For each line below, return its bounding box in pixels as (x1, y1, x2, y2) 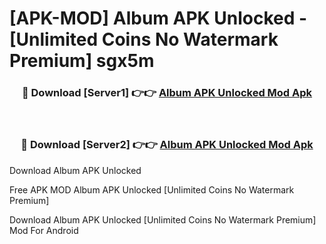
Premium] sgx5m (9, 50, 155, 72)
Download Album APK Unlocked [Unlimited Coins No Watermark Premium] (9, 213, 317, 226)
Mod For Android (9, 224, 79, 236)
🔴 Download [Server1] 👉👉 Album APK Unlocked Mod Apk (21, 86, 313, 100)
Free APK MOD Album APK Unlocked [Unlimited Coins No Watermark (9, 183, 295, 196)
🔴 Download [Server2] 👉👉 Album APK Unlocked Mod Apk (20, 138, 314, 152)
